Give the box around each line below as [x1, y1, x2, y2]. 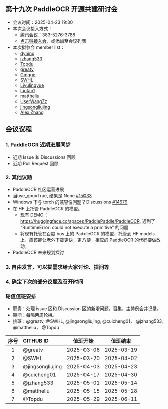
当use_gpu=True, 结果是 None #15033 [12, 192, 92, 198]
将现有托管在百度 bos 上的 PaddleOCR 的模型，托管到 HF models [20, 230, 155, 236]
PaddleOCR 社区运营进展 [12, 186, 64, 192]
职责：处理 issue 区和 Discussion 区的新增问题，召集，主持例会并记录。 [12, 305, 162, 312]
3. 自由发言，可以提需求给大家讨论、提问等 [5, 263, 109, 270]
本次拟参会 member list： [12, 44, 65, 50]
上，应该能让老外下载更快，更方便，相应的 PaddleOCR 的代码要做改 [20, 237, 161, 243]
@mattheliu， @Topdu [12, 324, 59, 330]
